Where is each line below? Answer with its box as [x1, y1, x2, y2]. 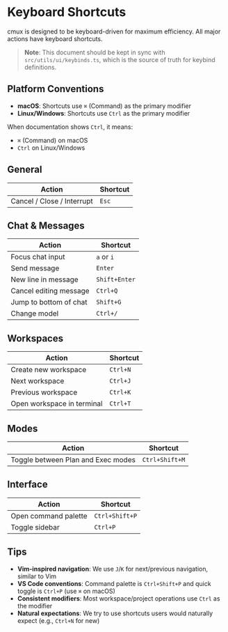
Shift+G [96, 298, 122, 307]
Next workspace [10, 376, 65, 386]
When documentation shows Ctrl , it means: [7, 123, 133, 131]
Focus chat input [10, 252, 65, 262]
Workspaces [7, 332, 64, 344]
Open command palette [10, 511, 88, 521]
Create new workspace [10, 365, 87, 375]
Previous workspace [10, 387, 78, 397]
